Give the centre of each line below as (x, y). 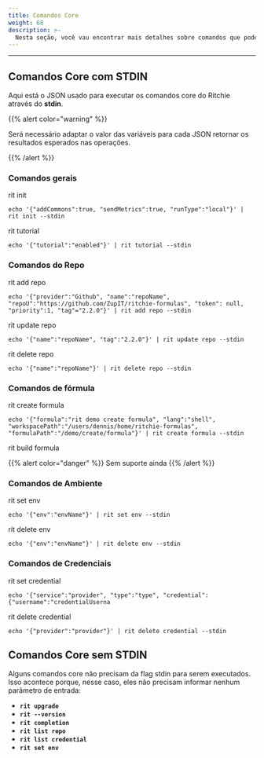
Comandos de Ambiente (55, 483)
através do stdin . (36, 104)
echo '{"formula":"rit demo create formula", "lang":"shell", (112, 419)
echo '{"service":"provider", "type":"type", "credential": (109, 595)
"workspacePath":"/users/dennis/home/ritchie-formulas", (103, 426)
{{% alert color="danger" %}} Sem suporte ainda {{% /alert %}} (112, 463)
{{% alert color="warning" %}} (58, 119)
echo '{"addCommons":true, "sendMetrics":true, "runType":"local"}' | (126, 210)
